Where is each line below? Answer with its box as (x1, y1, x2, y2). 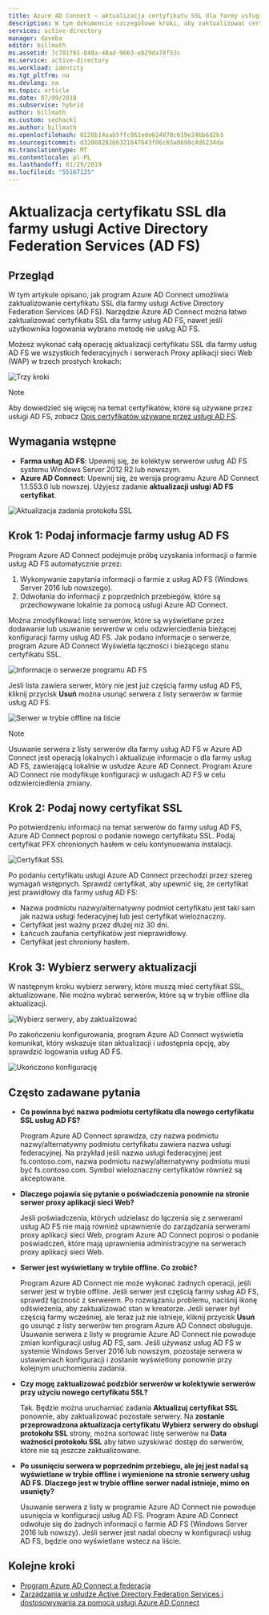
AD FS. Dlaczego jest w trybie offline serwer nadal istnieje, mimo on (19, 1478, 250, 1488)
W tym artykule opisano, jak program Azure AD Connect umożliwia (8, 290, 229, 299)
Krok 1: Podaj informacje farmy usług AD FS (8, 529, 230, 543)
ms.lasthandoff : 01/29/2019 (8, 161, 102, 169)
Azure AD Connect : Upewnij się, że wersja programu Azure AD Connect (19, 473, 259, 482)
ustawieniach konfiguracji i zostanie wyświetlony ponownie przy (19, 1355, 232, 1365)
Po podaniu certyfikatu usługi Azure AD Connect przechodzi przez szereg (8, 870, 253, 880)
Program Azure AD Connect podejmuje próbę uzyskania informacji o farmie (8, 550, 258, 559)
